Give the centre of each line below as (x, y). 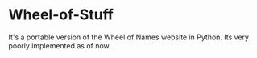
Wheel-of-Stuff (61, 15)
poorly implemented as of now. (60, 45)
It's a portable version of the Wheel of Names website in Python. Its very (129, 37)
